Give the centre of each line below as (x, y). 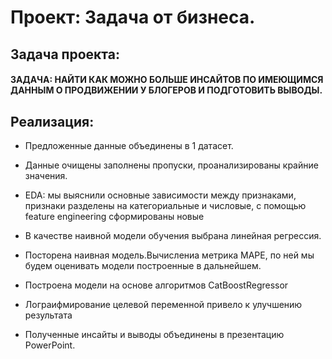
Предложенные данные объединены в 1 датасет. (129, 145)
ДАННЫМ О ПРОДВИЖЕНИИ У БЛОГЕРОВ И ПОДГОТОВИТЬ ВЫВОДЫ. (166, 90)
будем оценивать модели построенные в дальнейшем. (143, 265)
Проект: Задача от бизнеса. (133, 17)
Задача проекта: (65, 54)
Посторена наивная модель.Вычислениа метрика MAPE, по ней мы (169, 255)
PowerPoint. (50, 345)
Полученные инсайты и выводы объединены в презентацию (154, 334)
